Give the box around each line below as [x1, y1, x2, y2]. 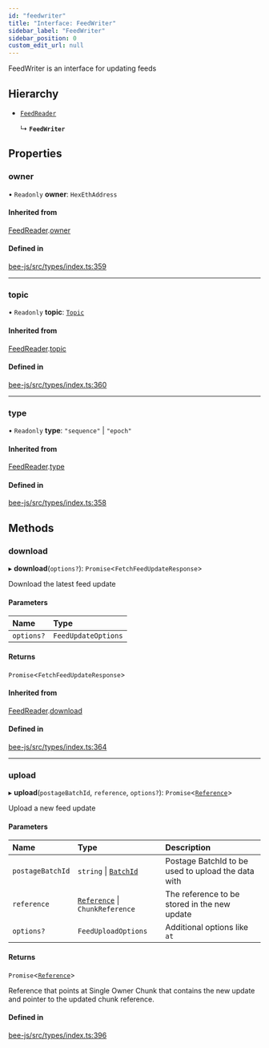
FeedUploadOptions [77, 927, 148, 936]
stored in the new [165, 899, 231, 910]
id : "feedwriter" [8, 11, 66, 20]
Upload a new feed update [8, 803, 96, 813]
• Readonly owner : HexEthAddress [8, 189, 118, 199]
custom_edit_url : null [8, 42, 84, 50]
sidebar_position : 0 [8, 34, 78, 43]
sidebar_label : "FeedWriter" [8, 26, 106, 35]
